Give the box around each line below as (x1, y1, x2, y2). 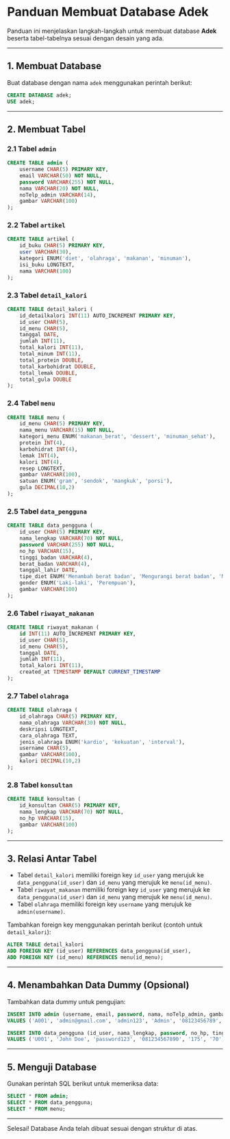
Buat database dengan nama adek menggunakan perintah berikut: (7, 78, 192, 86)
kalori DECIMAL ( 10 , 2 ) (19, 758, 81, 764)
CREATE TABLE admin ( (7, 160, 69, 166)
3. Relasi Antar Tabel (7, 853, 97, 864)
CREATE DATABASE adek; (7, 92, 72, 99)
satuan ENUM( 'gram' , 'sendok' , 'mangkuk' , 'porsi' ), (19, 477, 173, 485)
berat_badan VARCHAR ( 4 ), (19, 560, 90, 567)
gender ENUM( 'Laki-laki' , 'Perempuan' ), (19, 579, 136, 586)
